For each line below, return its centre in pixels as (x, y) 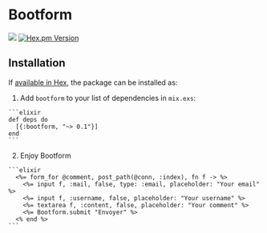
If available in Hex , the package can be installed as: (93, 82)
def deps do (28, 119)
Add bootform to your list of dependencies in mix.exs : (108, 98)
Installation (37, 63)
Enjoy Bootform (45, 155)
